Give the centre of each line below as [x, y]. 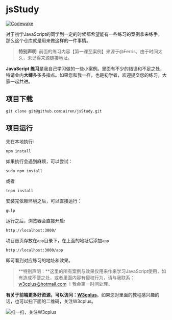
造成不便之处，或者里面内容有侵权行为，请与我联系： [79, 278]
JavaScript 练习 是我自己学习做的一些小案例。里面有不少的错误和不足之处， [85, 68]
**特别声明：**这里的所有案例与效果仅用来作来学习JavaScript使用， [90, 271]
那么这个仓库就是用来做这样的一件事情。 [48, 40]
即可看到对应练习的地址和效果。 [39, 260]
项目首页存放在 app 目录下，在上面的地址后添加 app [57, 240]
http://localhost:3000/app [34, 250]
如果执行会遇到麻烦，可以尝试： [39, 161]
